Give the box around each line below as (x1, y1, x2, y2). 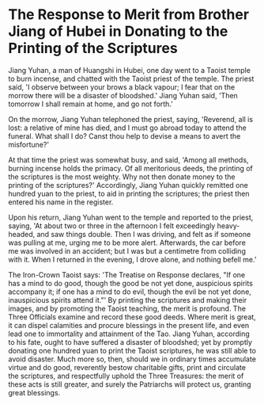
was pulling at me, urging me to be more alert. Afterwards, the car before (8, 238, 247, 247)
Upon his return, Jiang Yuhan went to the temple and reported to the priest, (8, 212, 254, 222)
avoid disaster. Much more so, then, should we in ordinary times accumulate (8, 354, 257, 364)
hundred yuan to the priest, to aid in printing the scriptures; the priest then (8, 189, 251, 198)
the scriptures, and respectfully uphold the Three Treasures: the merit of (8, 371, 244, 380)
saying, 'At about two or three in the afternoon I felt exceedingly (8, 220, 216, 231)
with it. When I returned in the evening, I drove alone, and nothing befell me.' (8, 254, 257, 264)
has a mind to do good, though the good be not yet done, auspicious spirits (8, 278, 253, 288)
